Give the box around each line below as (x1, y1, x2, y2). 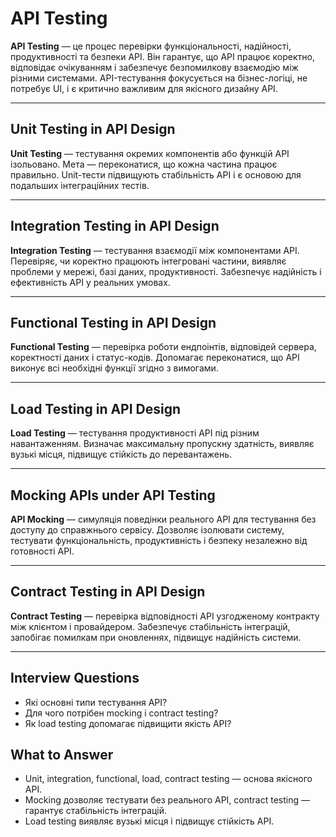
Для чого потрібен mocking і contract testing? (24, 707, 219, 719)
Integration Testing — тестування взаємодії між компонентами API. (10, 244, 300, 256)
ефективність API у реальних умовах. (10, 276, 171, 288)
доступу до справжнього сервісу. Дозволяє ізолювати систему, (10, 524, 285, 536)
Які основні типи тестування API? (24, 696, 168, 708)
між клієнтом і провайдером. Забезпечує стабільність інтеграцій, (10, 620, 291, 632)
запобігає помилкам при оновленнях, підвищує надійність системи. (10, 631, 302, 643)
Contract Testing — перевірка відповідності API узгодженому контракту (10, 610, 320, 622)
